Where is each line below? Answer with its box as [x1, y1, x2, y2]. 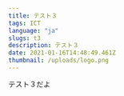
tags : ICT [8, 19, 42, 27]
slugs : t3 [8, 34, 42, 42]
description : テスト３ [8, 42, 79, 50]
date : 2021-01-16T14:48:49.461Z [8, 49, 116, 57]
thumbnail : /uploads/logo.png [8, 57, 110, 65]
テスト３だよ [8, 79, 50, 89]
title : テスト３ [8, 11, 58, 20]
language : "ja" [8, 26, 59, 34]
